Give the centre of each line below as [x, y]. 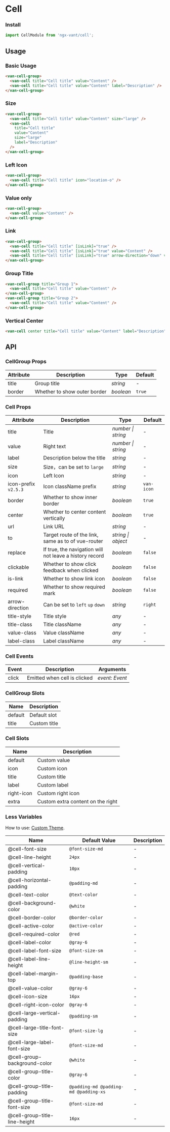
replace [17, 553]
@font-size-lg [86, 1031]
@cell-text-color [28, 895]
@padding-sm [83, 1016]
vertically [54, 518]
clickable [18, 567]
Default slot [43, 715]
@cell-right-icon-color [36, 1005]
